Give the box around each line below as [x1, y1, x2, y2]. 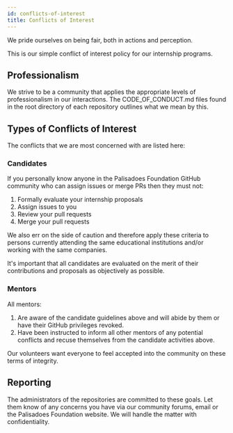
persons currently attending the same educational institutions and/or [7, 238, 204, 247]
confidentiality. [7, 417, 50, 425]
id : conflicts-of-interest [7, 10, 86, 17]
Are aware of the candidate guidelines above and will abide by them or [17, 313, 220, 322]
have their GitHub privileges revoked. [17, 321, 124, 329]
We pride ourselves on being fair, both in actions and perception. [7, 36, 193, 44]
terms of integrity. [7, 356, 58, 365]
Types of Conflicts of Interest [7, 123, 137, 134]
